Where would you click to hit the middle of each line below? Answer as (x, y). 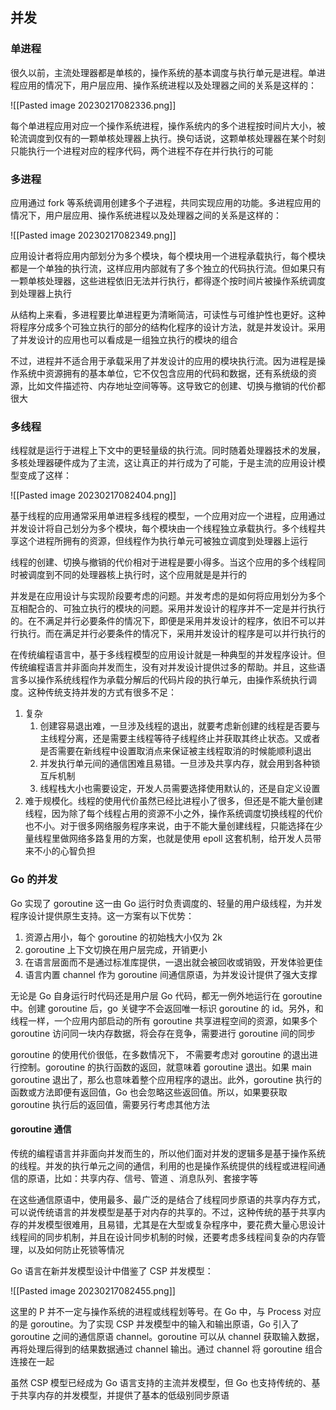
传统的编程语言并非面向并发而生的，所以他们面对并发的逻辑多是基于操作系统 (168, 1153)
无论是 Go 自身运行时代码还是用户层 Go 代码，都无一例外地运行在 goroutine (166, 995)
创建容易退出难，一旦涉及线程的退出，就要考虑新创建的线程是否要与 (180, 726)
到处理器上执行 (41, 293)
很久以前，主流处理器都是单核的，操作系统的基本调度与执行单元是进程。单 (163, 72)
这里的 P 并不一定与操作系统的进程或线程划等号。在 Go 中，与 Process (156, 1311)
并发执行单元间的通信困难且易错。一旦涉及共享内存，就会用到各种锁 (180, 764)
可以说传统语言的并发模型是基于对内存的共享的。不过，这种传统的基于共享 (163, 1212)
